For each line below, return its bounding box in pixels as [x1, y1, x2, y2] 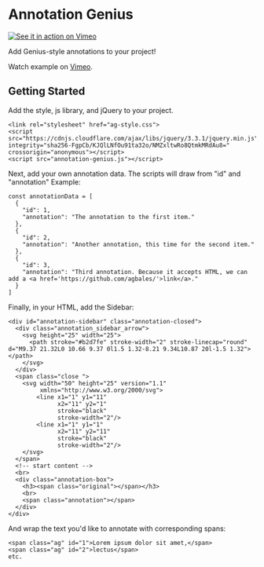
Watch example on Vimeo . [8, 61, 93, 71]
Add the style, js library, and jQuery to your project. [8, 105, 174, 115]
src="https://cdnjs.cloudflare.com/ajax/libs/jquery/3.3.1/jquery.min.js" [8, 134, 258, 142]
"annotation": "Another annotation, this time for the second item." [22, 240, 255, 248]
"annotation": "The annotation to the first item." [22, 213, 195, 221]
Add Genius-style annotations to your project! [8, 46, 156, 56]
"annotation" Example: [8, 177, 81, 186]
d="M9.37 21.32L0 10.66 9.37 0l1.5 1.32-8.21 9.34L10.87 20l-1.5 [8, 345, 226, 353]
